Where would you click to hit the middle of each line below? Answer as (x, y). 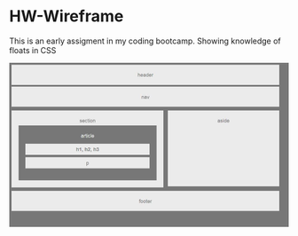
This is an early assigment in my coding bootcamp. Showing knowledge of (145, 41)
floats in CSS (33, 50)
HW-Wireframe (67, 16)
